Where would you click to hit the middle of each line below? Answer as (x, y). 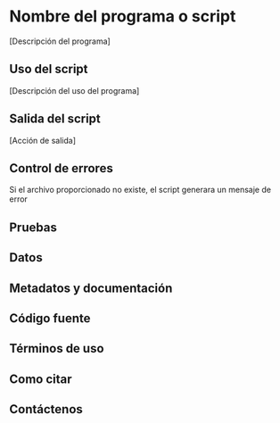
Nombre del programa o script (123, 17)
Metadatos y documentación (91, 288)
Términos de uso (57, 348)
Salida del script (55, 119)
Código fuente (50, 318)
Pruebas (33, 227)
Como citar (41, 379)
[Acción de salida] (42, 140)
